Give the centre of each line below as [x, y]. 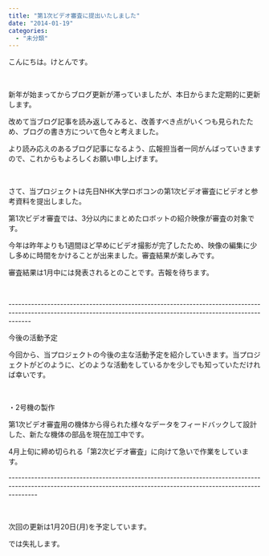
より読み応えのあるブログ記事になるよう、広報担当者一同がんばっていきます [135, 148]
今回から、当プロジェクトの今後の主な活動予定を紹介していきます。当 [124, 355]
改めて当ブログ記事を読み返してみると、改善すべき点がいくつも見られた [128, 122]
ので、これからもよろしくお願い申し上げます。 [86, 159]
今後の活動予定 [33, 338]
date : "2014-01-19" [41, 23]
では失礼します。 [36, 544]
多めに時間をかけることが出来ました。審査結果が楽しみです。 [117, 256]
